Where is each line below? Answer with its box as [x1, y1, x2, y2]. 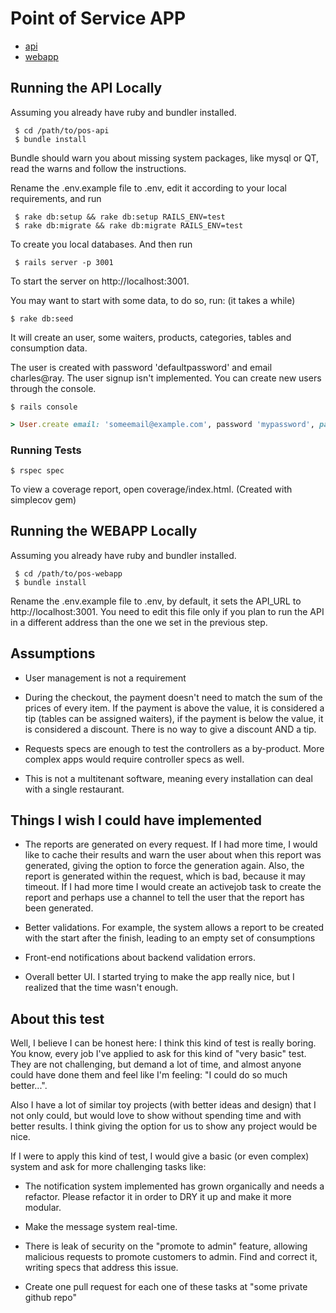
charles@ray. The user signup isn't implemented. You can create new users [10, 372, 322, 384]
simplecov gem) [10, 493, 77, 506]
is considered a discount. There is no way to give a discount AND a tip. [24, 723, 317, 735]
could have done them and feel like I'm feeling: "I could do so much [10, 1069, 288, 1081]
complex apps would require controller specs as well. [24, 753, 245, 765]
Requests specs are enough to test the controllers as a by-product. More [24, 742, 325, 754]
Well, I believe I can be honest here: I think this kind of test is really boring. [10, 1037, 317, 1049]
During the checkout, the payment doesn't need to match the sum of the [24, 691, 323, 703]
